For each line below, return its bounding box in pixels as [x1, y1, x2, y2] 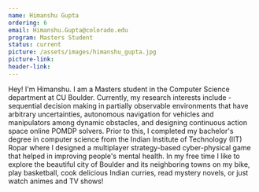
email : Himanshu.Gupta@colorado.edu [8, 26, 128, 34]
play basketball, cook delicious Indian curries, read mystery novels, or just [8, 168, 249, 177]
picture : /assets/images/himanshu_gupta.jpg [8, 48, 157, 56]
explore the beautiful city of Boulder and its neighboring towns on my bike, [8, 159, 250, 169]
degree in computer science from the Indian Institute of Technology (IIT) [8, 135, 242, 144]
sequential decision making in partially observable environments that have [8, 101, 249, 110]
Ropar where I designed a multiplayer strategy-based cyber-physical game [8, 142, 251, 152]
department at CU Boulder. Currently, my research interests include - [8, 92, 232, 102]
